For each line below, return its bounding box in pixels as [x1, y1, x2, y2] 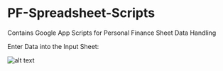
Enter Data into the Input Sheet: [7, 42, 99, 50]
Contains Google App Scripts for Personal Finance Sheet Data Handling [7, 28, 217, 37]
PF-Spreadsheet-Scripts [7, 5, 155, 21]
